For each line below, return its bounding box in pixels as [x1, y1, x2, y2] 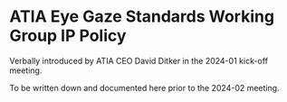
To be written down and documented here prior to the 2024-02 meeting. [9, 82, 280, 93]
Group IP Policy [9, 25, 127, 46]
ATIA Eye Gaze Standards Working [9, 6, 274, 27]
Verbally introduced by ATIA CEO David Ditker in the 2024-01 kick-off [9, 55, 269, 66]
